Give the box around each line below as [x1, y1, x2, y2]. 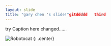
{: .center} [33, 35, 54, 41]
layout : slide [5, 7, 36, 12]
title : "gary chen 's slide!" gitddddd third [5, 12, 106, 17]
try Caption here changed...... [5, 25, 67, 31]
